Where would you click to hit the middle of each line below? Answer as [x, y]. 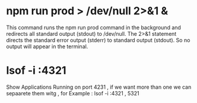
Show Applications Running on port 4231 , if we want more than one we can [99, 87]
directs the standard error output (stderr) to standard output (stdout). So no [98, 40]
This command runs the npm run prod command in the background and [93, 27]
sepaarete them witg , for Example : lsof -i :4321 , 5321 [73, 93]
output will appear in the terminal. [47, 46]
